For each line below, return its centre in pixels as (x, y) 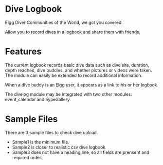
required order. (27, 157)
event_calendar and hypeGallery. (38, 99)
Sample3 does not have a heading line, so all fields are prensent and (81, 152)
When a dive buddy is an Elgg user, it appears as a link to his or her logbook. (82, 85)
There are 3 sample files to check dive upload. (52, 132)
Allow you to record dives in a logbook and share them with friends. (73, 32)
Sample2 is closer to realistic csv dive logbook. (59, 147)
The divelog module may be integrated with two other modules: (69, 94)
